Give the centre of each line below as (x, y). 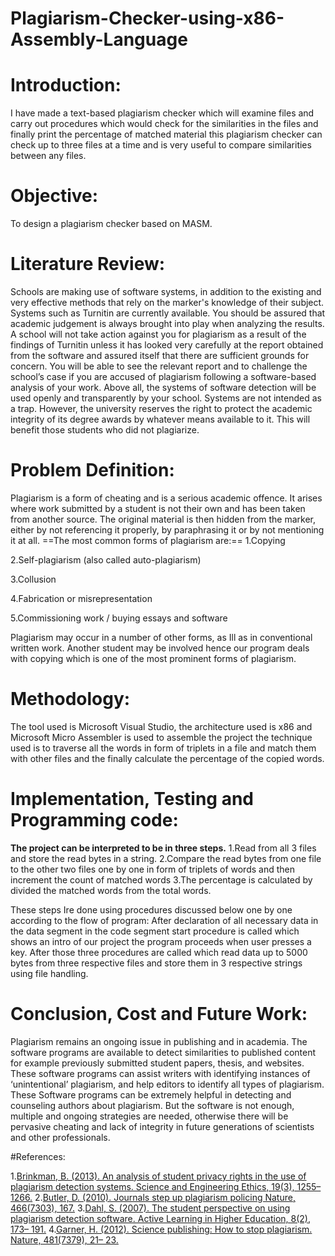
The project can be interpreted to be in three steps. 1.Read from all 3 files (163, 848)
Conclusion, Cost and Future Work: (159, 1014)
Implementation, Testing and (132, 799)
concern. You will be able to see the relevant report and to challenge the (159, 366)
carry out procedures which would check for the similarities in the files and (164, 124)
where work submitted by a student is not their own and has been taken (158, 508)
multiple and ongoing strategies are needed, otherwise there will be (149, 1116)
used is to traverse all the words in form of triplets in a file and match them (163, 748)
